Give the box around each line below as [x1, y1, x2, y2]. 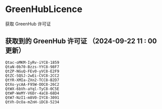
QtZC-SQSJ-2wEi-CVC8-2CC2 [5, 73, 59, 78]
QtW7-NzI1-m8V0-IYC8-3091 [5, 95, 59, 100]
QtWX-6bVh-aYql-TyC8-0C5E [5, 86, 59, 91]
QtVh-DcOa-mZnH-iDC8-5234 [5, 99, 59, 104]
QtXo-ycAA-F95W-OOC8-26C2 [5, 82, 59, 87]
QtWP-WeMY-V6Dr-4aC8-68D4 [5, 90, 59, 96]
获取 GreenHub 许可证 [5, 21, 51, 27]
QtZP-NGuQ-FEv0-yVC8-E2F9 [5, 69, 59, 74]
